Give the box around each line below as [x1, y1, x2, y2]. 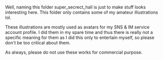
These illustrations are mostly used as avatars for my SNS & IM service [5, 24, 150, 30]
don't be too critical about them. [5, 40, 71, 46]
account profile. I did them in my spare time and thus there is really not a [5, 30, 153, 35]
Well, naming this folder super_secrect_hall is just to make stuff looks [5, 4, 146, 10]
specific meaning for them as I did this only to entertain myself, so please [5, 34, 155, 40]
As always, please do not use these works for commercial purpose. [5, 49, 143, 55]
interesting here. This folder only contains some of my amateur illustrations [5, 9, 159, 15]
